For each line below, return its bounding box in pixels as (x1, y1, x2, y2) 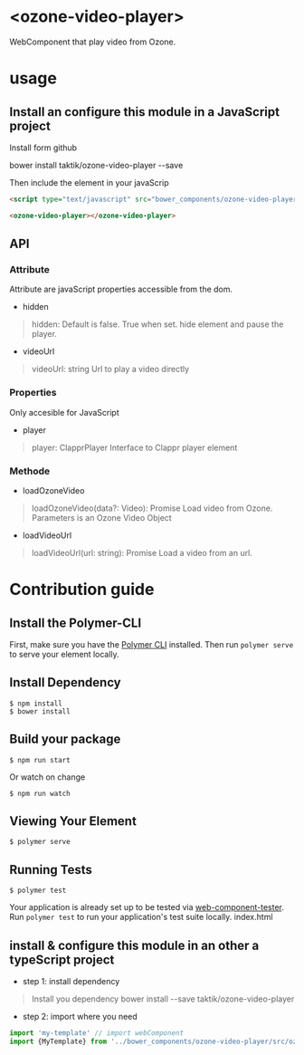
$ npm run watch (9, 789, 71, 798)
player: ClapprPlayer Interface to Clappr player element (31, 442, 238, 453)
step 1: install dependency (22, 976, 120, 987)
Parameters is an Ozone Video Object (31, 512, 172, 523)
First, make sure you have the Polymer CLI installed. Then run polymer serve (9, 638, 294, 649)
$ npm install (9, 699, 63, 708)
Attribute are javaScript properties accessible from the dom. (9, 283, 233, 295)
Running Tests (9, 862, 92, 878)
